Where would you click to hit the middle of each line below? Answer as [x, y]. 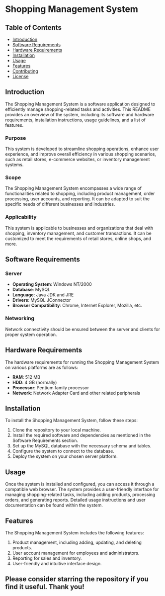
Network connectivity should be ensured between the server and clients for [83, 329]
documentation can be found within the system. [54, 505]
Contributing [25, 71]
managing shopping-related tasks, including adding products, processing [80, 495]
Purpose [16, 138]
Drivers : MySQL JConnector [41, 300]
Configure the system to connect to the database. [63, 451]
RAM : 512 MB [26, 377]
